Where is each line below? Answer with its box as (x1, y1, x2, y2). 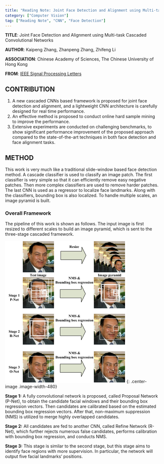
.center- (130, 379, 147, 384)
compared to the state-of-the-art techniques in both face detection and (12, 134, 156, 140)
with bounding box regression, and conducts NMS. (5, 434, 107, 440)
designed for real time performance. (12, 108, 85, 114)
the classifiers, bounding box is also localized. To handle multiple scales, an (5, 193, 158, 198)
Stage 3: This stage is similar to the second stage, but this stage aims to (5, 443, 150, 449)
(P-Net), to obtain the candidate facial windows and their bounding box (5, 398, 148, 404)
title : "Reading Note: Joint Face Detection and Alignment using (5, 8, 141, 13)
